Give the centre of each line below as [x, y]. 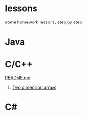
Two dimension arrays [34, 87]
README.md [18, 78]
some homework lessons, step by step [44, 22]
